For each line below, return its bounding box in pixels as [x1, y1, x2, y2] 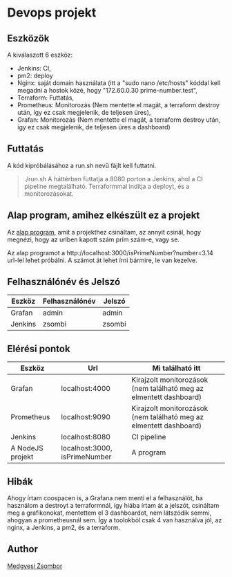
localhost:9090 [61, 412, 110, 422]
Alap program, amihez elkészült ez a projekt [7, 210, 200, 221]
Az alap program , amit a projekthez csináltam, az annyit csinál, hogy [7, 228, 202, 236]
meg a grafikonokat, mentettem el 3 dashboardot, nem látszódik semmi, [7, 509, 212, 517]
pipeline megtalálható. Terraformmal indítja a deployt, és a [23, 182, 190, 190]
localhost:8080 [61, 432, 110, 442]
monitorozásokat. [23, 189, 74, 198]
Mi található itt [152, 363, 201, 373]
